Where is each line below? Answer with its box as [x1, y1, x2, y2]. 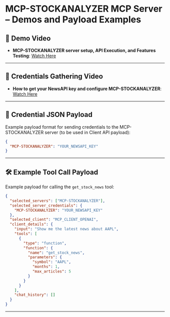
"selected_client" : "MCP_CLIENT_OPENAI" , [10, 217, 99, 222]
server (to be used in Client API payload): [45, 129, 131, 135]
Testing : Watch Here [12, 53, 57, 59]
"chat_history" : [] [14, 292, 56, 298]
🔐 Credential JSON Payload [5, 110, 93, 119]
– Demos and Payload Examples [5, 14, 142, 25]
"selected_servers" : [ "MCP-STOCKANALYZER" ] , [10, 198, 105, 203]
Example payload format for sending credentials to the [5, 124, 119, 130]
